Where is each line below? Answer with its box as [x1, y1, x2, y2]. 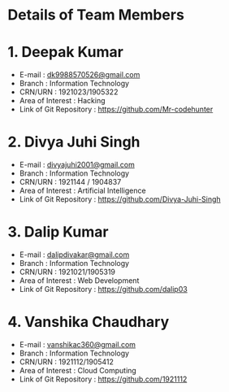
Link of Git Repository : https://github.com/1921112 [19, 374, 188, 384]
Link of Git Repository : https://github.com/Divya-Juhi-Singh [19, 194, 221, 204]
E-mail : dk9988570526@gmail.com [19, 70, 140, 80]
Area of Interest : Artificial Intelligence [19, 185, 147, 196]
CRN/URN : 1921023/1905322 [19, 87, 119, 97]
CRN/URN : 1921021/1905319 [19, 267, 115, 277]
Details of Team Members [7, 6, 184, 24]
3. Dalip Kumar [7, 223, 109, 242]
